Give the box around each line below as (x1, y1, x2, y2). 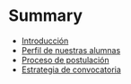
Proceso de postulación (21, 54, 109, 65)
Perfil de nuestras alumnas (21, 44, 121, 55)
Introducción (21, 35, 69, 46)
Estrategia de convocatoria (21, 64, 122, 75)
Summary (8, 5, 83, 26)
